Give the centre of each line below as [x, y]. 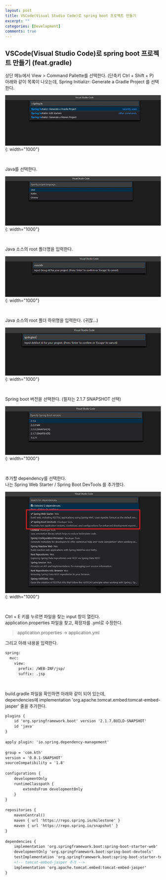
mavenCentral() [30, 816]
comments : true [21, 31]
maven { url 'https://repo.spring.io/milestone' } [67, 821]
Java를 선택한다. [21, 169]
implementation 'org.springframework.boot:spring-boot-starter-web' [86, 847]
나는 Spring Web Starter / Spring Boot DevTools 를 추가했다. [65, 485]
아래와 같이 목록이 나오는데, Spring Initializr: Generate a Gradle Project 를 [77, 81]
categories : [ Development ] [33, 26]
